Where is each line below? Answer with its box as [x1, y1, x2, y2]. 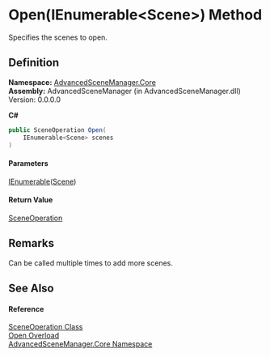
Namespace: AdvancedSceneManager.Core [8, 77, 156, 87]
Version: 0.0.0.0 [8, 95, 61, 104]
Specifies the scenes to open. [8, 32, 108, 42]
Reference [8, 304, 44, 313]
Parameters [8, 158, 49, 168]
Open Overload [8, 330, 59, 341]
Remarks [8, 236, 55, 250]
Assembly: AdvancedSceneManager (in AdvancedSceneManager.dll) [8, 86, 241, 96]
